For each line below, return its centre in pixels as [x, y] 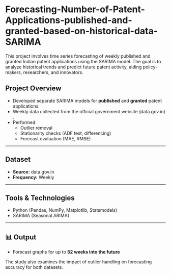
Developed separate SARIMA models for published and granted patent [87, 101]
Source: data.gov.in [33, 171]
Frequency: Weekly [33, 177]
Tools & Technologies [40, 198]
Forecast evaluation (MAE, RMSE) [55, 138]
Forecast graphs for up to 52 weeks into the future [66, 252]
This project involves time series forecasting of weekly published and [78, 56]
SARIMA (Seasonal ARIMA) [41, 216]
